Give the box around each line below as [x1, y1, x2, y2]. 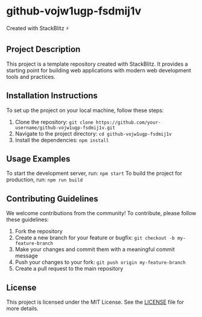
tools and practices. [6, 73, 55, 80]
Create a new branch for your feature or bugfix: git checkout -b [14, 234, 175, 242]
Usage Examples [6, 154, 71, 164]
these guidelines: [6, 216, 49, 224]
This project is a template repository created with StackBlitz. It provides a [6, 60, 188, 67]
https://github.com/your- [95, 119, 161, 125]
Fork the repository [14, 228, 63, 235]
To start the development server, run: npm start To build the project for [6, 170, 183, 177]
